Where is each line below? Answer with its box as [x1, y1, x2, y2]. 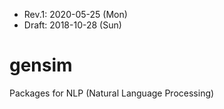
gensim [9, 54, 73, 77]
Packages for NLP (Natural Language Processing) [9, 87, 215, 99]
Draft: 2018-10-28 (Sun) [23, 19, 122, 31]
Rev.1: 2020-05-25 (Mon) [23, 9, 128, 20]
